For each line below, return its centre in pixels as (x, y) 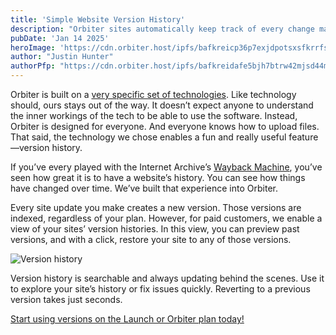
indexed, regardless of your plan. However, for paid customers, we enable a (166, 218)
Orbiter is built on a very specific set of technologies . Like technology (153, 94)
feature (303, 137)
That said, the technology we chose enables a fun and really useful (148, 137)
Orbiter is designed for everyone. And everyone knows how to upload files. (165, 126)
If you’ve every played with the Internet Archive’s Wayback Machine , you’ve (166, 167)
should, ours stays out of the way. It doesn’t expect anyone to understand (162, 105)
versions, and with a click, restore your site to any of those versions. (151, 239)
